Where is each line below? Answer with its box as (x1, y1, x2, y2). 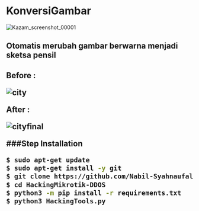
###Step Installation (6, 138, 83, 149)
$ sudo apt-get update (6, 155, 90, 164)
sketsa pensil (6, 50, 56, 60)
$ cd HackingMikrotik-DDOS (6, 180, 106, 189)
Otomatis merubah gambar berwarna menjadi (6, 41, 178, 51)
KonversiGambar (6, 4, 92, 18)
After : (6, 104, 30, 114)
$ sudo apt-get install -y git (6, 164, 122, 172)
